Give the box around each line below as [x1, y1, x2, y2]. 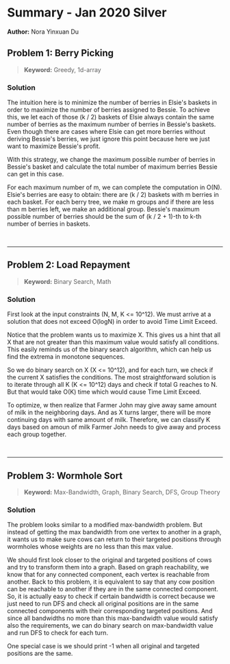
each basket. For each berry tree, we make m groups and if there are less [7, 198, 214, 206]
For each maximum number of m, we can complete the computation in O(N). [7, 183, 222, 191]
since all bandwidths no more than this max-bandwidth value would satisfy [7, 614, 218, 622]
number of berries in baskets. [7, 220, 90, 228]
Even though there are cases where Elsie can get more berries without [7, 128, 206, 136]
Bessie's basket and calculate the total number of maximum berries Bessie [7, 163, 218, 171]
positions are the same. [7, 650, 73, 658]
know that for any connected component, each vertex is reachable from [7, 571, 210, 579]
